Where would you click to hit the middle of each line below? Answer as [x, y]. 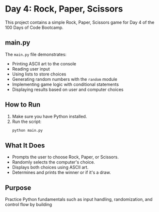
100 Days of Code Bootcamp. [34, 27]
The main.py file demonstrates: [36, 54]
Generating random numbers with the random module [65, 79]
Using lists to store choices [39, 74]
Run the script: [27, 121]
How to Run [23, 105]
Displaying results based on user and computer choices [68, 89]
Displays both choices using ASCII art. [50, 167]
